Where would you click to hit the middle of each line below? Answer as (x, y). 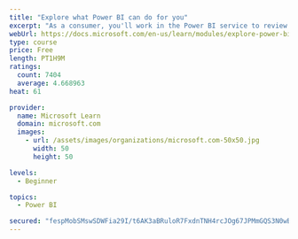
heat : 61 (25, 91)
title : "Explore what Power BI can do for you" (99, 17)
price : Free (31, 50)
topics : (24, 197)
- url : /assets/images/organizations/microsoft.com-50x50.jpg (142, 141)
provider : (27, 107)
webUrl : (24, 34)
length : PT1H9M (37, 58)
